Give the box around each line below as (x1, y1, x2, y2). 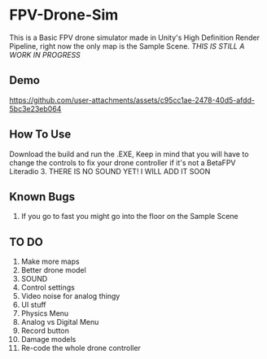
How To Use (9, 128, 72, 142)
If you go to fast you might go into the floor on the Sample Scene (20, 212, 239, 221)
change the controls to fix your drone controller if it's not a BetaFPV (9, 157, 236, 168)
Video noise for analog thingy (20, 291, 120, 301)
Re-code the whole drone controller (20, 344, 142, 353)
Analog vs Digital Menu (20, 317, 99, 327)
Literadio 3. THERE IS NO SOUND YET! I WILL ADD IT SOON (9, 166, 211, 176)
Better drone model (20, 265, 86, 275)
